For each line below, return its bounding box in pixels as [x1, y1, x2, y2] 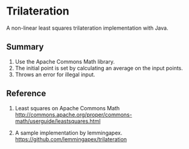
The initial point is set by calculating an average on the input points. [14, 64, 183, 71]
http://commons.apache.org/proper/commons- [14, 111, 132, 118]
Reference [6, 88, 46, 99]
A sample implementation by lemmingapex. [14, 129, 123, 136]
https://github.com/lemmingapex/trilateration [14, 135, 127, 143]
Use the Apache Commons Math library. [14, 58, 115, 65]
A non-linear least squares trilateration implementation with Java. [6, 24, 168, 31]
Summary [6, 42, 44, 52]
